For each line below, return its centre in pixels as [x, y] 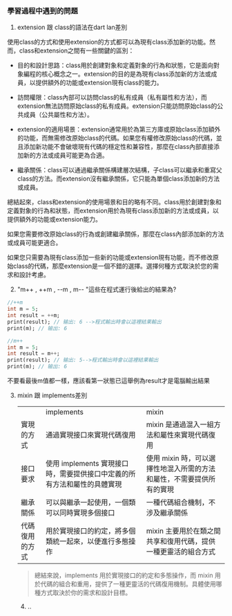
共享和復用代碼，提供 [181, 541]
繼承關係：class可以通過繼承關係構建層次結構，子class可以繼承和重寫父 [119, 170]
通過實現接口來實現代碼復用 [91, 435]
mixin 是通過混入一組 [180, 425]
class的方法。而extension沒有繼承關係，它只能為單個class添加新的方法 [118, 179]
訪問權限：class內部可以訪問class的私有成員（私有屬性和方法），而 [112, 98]
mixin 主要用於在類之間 [183, 531]
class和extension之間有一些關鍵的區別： [77, 51]
